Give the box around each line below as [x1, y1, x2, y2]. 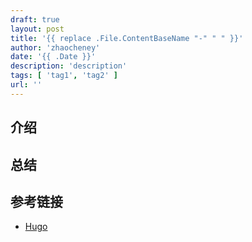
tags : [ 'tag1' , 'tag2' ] [10, 71, 118, 81]
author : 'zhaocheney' [10, 42, 101, 53]
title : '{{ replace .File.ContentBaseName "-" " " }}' [10, 33, 244, 43]
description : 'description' [10, 61, 128, 71]
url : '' [10, 80, 43, 90]
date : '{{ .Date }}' [10, 52, 97, 62]
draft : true [10, 14, 60, 25]
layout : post [10, 24, 65, 34]
